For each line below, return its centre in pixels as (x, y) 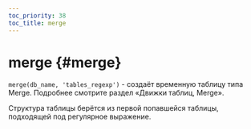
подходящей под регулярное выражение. (80, 117)
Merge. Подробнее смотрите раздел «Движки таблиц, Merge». (116, 93)
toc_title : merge (37, 23)
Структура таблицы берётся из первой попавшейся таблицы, (113, 108)
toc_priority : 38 (37, 16)
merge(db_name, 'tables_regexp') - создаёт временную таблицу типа (126, 84)
